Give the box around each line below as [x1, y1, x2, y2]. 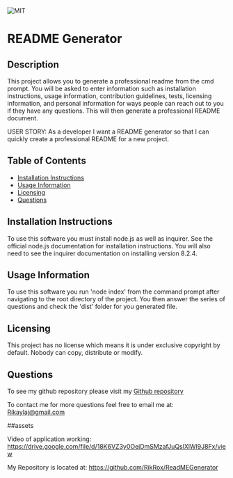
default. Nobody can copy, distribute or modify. [7, 349, 143, 357]
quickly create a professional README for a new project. [7, 135, 169, 143]
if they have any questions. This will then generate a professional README [7, 106, 220, 115]
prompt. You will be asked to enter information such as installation [7, 84, 196, 93]
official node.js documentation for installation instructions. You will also [7, 241, 211, 250]
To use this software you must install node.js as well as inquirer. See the [7, 234, 214, 243]
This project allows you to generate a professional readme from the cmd [7, 77, 214, 85]
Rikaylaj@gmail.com [7, 408, 65, 417]
